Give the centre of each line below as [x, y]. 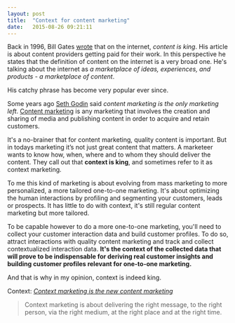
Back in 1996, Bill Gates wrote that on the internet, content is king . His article [117, 47]
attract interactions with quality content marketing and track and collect [110, 242]
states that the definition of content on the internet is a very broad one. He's [117, 62]
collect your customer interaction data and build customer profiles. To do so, [118, 234]
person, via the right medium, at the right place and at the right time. [123, 312]
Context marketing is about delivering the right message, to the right [123, 305]
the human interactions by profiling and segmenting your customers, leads [115, 198]
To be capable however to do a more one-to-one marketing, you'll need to [114, 227]
